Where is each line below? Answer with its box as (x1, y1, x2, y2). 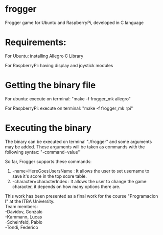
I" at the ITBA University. (5, 198, 55, 204)
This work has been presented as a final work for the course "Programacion (5, 193, 158, 199)
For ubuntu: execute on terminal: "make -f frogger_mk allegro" (5, 95, 131, 101)
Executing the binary (5, 122, 92, 133)
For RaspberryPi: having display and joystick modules (5, 62, 114, 68)
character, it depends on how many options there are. (12, 184, 121, 189)
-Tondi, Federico (5, 224, 38, 230)
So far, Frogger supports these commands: (5, 158, 92, 164)
